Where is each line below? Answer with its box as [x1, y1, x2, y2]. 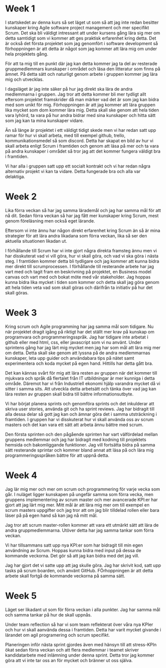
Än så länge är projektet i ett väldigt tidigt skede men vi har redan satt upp [5, 127, 156, 133]
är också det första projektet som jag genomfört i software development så [5, 40, 158, 46]
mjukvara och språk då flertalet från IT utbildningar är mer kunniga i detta [5, 375, 155, 381]
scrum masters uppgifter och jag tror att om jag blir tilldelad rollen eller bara [5, 507, 160, 513]
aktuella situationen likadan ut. [5, 238, 67, 244]
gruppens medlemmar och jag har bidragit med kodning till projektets [5, 437, 147, 443]
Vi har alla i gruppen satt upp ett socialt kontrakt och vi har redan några [5, 163, 151, 169]
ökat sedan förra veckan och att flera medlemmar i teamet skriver [5, 647, 139, 653]
